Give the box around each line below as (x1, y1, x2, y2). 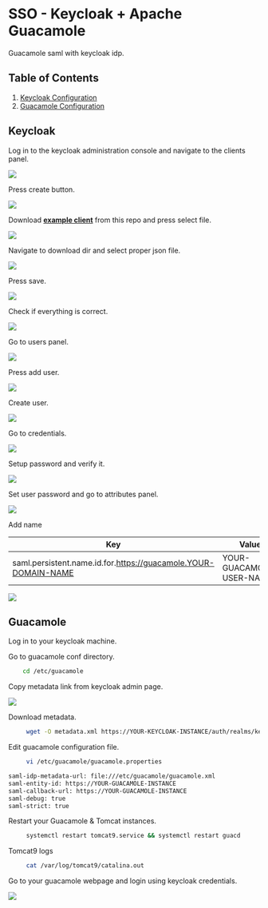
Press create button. (8, 185, 76, 194)
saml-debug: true (8, 794, 66, 802)
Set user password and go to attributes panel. (8, 489, 159, 499)
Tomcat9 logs (8, 846, 53, 856)
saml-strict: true (8, 802, 69, 810)
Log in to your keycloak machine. (8, 636, 117, 646)
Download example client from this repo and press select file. (8, 215, 211, 225)
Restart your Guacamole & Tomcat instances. (8, 816, 157, 826)
